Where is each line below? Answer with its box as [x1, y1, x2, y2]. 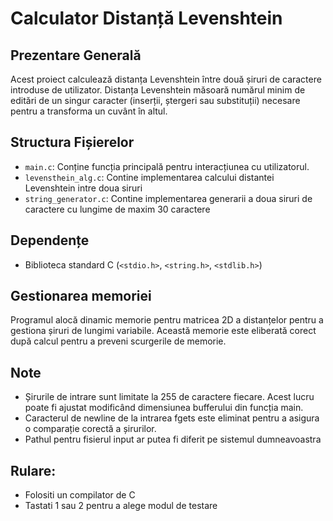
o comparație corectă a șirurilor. [24, 423, 157, 435]
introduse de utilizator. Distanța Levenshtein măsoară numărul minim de [10, 84, 306, 96]
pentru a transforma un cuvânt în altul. [10, 105, 168, 117]
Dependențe [10, 232, 90, 249]
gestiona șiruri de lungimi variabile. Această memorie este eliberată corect [10, 325, 317, 337]
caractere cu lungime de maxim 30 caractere [24, 203, 211, 215]
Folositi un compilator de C [24, 489, 136, 501]
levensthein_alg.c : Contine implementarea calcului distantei [24, 171, 275, 183]
